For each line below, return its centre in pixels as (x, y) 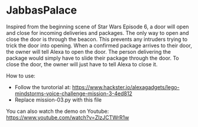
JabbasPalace (42, 10)
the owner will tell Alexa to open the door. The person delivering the (89, 51)
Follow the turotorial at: (43, 87)
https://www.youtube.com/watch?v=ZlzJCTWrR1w (68, 117)
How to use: (21, 76)
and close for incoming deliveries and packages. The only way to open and (98, 32)
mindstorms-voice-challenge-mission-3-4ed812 (74, 93)
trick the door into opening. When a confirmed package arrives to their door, (99, 45)
